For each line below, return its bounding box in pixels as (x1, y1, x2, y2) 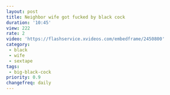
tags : (6, 63, 19, 70)
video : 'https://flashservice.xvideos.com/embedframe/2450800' (6, 36, 165, 42)
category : (6, 42, 31, 48)
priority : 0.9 (6, 74, 41, 80)
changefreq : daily (6, 80, 51, 86)
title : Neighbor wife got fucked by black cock (6, 14, 126, 20)
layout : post (6, 8, 38, 15)
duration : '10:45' (6, 19, 51, 25)
